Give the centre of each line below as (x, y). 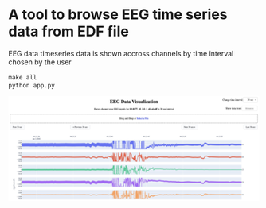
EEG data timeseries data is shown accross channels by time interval (121, 53)
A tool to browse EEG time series (118, 15)
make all (23, 77)
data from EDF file (68, 31)
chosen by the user (40, 62)
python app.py (32, 85)
